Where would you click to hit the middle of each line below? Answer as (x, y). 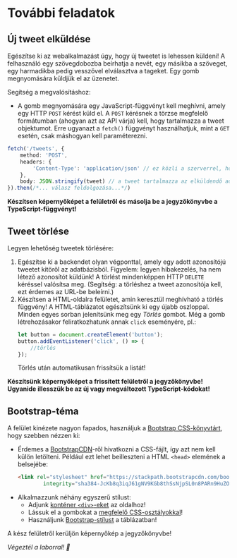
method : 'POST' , (44, 155)
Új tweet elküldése (49, 39)
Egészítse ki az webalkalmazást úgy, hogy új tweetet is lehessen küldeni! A (116, 56)
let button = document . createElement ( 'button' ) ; (90, 334)
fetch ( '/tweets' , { (36, 149)
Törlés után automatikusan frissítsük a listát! (81, 368)
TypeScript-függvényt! (42, 209)
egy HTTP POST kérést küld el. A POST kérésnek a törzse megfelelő (113, 113)
